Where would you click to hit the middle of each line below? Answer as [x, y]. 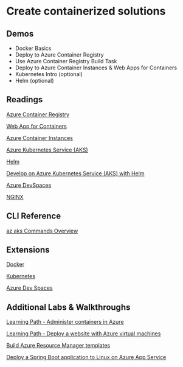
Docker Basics [33, 48]
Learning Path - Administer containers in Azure [65, 322]
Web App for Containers [36, 126]
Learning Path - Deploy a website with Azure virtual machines [84, 334]
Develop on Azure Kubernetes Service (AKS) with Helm [75, 173]
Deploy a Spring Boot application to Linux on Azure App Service [86, 357]
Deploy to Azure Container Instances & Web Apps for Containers [96, 68]
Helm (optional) [34, 81]
